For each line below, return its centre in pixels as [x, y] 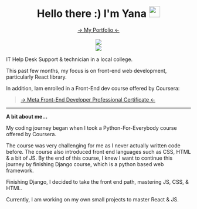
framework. [20, 170]
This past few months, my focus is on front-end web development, [86, 70]
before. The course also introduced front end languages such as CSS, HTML [98, 151]
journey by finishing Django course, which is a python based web [85, 164]
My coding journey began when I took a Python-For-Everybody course [91, 128]
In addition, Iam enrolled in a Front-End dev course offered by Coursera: [93, 88]
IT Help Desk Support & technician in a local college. [69, 59]
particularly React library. [37, 77]
